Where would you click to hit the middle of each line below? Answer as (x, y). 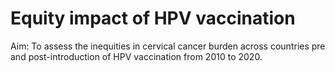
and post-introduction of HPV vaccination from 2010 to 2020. (136, 56)
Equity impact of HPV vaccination (153, 18)
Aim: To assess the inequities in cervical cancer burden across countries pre (168, 46)
